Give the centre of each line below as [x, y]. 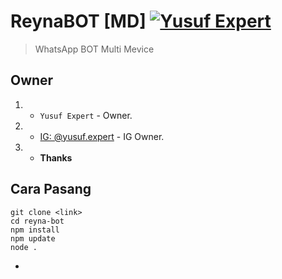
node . [24, 247]
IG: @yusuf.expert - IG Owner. [102, 136]
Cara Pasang [51, 189]
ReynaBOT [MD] [78, 21]
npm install [35, 230]
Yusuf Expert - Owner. [86, 115]
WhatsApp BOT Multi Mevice [94, 49]
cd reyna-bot [37, 221]
